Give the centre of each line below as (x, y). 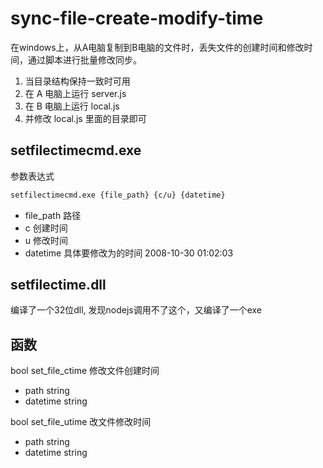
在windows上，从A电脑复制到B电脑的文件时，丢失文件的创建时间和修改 (157, 47)
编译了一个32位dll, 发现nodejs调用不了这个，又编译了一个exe (136, 310)
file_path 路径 (53, 215)
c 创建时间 (46, 228)
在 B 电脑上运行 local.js (72, 106)
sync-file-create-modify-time (137, 18)
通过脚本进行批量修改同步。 (84, 59)
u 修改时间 (46, 240)
